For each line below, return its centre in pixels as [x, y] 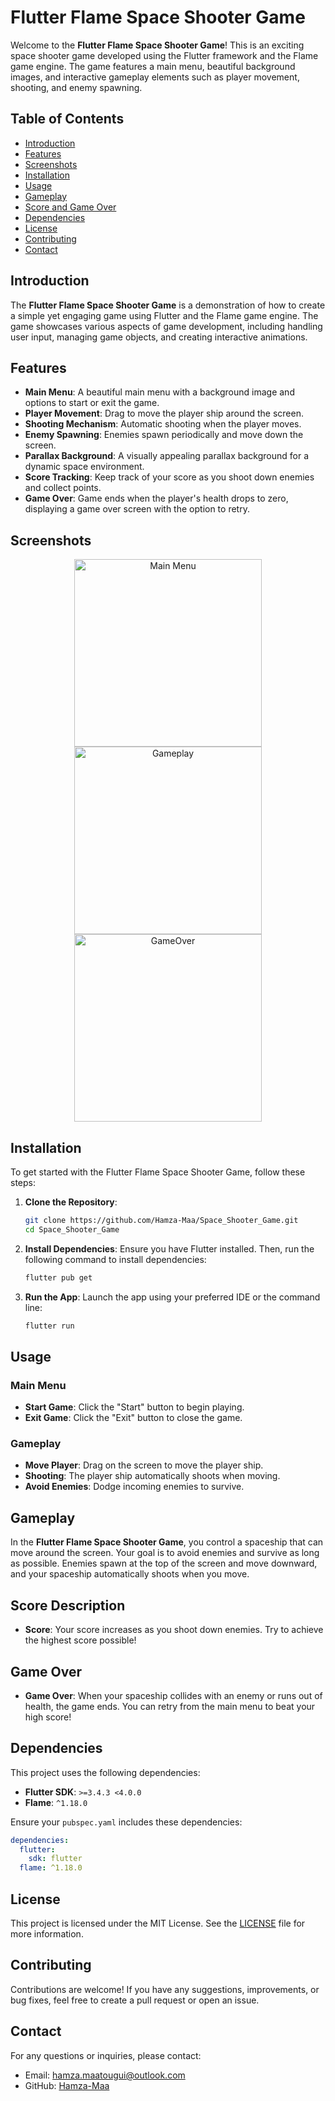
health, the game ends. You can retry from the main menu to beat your [170, 1706]
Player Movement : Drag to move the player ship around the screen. [164, 413]
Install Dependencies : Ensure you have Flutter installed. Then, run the [169, 1248]
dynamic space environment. [84, 467]
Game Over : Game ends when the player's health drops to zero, [156, 498]
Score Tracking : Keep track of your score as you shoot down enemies [169, 477]
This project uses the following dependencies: [105, 1772]
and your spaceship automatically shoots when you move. [130, 1574]
